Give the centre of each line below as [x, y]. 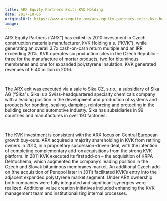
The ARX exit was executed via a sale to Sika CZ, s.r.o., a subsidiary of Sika [82, 89]
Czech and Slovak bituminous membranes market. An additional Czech [78, 167]
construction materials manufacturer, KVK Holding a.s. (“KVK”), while [76, 43]
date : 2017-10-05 [23, 14]
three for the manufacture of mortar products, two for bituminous [72, 59]
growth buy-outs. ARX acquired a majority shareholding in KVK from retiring [83, 140]
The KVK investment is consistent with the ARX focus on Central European [82, 135]
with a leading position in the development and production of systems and [81, 100]
